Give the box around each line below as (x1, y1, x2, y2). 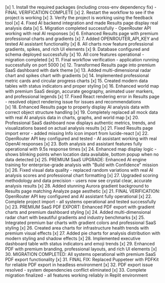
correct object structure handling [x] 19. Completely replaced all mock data (5, 109, 158, 115)
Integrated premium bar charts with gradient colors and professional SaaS (5, 220, 156, 226)
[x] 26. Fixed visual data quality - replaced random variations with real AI (5, 167, 154, 173)
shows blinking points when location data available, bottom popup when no (5, 151, 159, 157)
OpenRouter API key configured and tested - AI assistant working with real (5, 136, 157, 141)
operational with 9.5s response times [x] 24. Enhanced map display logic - (5, 146, 157, 152)
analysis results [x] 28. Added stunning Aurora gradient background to (5, 183, 149, 189)
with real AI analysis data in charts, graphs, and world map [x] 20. (5, 115, 139, 120)
